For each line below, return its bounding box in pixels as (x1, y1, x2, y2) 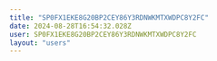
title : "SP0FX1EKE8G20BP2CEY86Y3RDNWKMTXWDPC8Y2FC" (9, 13, 209, 22)
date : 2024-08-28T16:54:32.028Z (9, 22, 132, 30)
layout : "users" (9, 38, 71, 48)
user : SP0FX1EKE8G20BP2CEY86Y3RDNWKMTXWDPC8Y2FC (9, 30, 197, 39)
